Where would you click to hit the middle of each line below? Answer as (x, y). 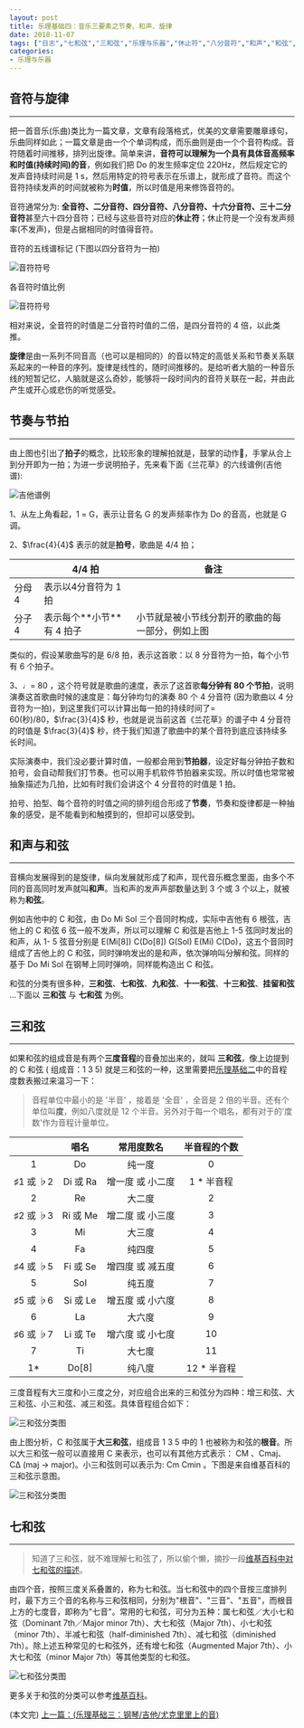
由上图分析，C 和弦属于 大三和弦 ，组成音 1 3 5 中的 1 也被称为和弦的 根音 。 (147, 1442)
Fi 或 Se (80, 1267)
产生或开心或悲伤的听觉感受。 (65, 389)
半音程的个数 (211, 1147)
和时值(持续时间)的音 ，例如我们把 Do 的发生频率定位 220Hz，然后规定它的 (148, 165)
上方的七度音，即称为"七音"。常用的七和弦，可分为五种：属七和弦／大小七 (148, 1612)
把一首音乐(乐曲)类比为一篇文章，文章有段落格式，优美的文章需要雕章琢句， (151, 130)
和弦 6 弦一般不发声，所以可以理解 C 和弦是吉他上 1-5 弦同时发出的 (169, 930)
